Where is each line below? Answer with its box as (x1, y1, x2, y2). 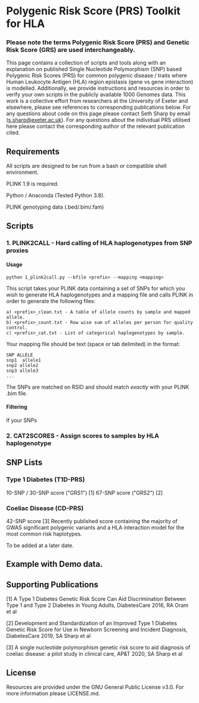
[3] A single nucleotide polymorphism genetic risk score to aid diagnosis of (6, 644, 191, 651)
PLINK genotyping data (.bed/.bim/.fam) (6, 203, 104, 210)
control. (6, 325, 28, 331)
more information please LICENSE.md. (6, 689, 100, 697)
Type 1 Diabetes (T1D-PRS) (6, 475, 85, 484)
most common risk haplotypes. (6, 530, 82, 537)
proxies (6, 246, 29, 255)
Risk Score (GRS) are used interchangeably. (6, 46, 135, 54)
